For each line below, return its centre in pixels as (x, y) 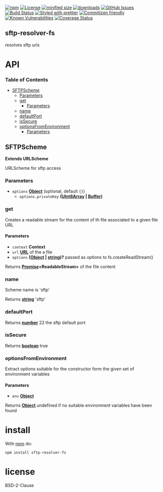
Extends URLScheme (27, 159)
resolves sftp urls (22, 45)
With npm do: (19, 444)
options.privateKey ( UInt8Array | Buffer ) (61, 197)
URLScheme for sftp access (33, 168)
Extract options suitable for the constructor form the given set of (70, 369)
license (20, 472)
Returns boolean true (27, 346)
